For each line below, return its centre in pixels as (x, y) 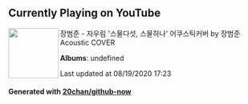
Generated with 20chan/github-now (70, 92)
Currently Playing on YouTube (85, 13)
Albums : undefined (92, 58)
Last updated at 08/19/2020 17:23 (116, 73)
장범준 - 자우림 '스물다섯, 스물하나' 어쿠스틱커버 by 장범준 (150, 33)
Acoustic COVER (87, 42)
